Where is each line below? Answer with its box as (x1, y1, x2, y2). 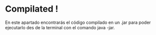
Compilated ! (5, 3, 58, 15)
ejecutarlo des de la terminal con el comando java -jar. (5, 24, 115, 30)
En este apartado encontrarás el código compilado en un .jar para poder (5, 19, 151, 25)
